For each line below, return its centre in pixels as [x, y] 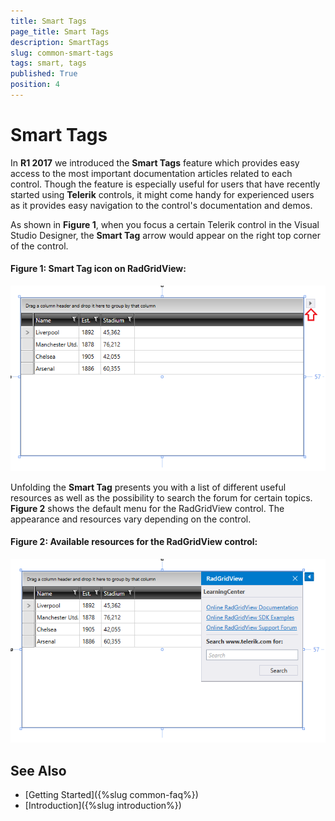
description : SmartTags [60, 42]
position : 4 [35, 85]
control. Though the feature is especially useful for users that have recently [165, 184]
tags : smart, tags [48, 63]
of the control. [39, 246]
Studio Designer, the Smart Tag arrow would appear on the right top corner [166, 235]
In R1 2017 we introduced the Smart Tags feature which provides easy [155, 162]
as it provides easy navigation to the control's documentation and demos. [161, 205]
